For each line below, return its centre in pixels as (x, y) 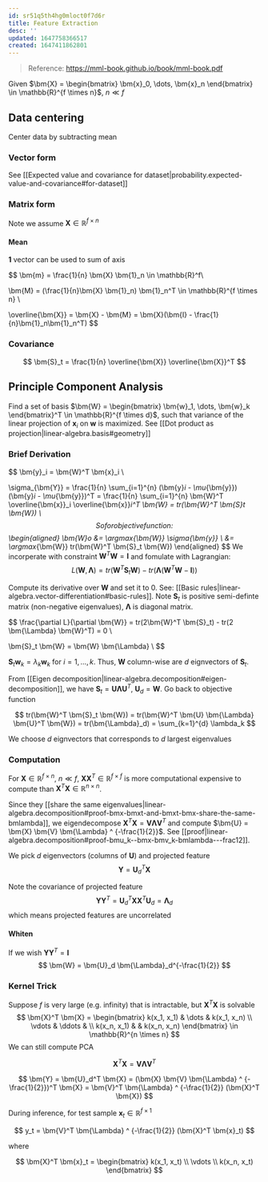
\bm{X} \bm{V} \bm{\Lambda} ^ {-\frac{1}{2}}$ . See (94, 832)
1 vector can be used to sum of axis (67, 260)
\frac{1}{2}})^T (33, 1087)
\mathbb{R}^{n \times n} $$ (134, 1034)
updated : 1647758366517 (48, 38)
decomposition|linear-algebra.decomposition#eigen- (140, 679)
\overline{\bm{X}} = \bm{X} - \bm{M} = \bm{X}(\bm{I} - (100, 315)
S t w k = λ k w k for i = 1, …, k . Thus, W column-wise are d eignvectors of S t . (129, 662)
